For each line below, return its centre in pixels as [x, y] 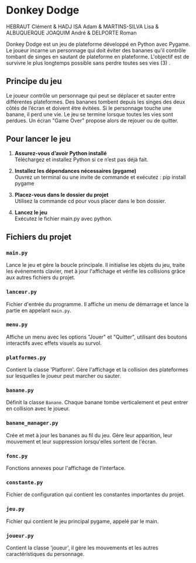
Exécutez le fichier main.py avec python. [63, 219]
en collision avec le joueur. [38, 408]
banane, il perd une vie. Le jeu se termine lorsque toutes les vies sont [90, 114]
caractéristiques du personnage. [45, 554]
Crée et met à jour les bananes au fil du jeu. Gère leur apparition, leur [89, 435]
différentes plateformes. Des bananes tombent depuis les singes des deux [96, 102]
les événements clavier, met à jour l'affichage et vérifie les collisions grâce [96, 272]
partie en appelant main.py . [39, 310]
